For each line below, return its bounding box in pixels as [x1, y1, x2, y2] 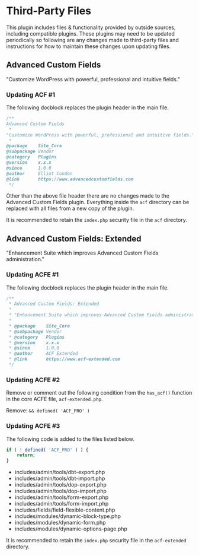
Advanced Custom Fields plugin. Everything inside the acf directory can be [6, 199, 190, 206]
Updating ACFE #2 [6, 376, 60, 384]
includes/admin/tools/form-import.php [14, 500, 109, 507]
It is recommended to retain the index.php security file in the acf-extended [6, 537, 187, 544]
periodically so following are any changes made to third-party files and [6, 36, 179, 43]
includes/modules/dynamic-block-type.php [14, 513, 121, 520]
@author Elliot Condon [6, 170, 73, 176]
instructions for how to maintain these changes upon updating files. [6, 43, 171, 50]
